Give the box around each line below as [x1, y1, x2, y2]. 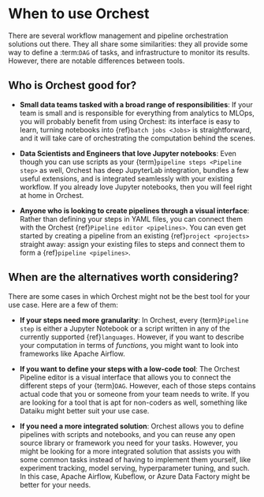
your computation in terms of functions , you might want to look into [19, 340, 239, 349]
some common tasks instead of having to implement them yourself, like [19, 454, 251, 464]
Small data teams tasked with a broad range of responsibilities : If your [19, 99, 254, 109]
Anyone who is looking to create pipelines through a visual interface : [19, 206, 250, 215]
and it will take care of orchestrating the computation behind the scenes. [19, 133, 256, 143]
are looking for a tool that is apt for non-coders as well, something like [19, 398, 247, 407]
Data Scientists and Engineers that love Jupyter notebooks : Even [19, 148, 236, 158]
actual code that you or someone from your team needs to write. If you [19, 389, 250, 398]
